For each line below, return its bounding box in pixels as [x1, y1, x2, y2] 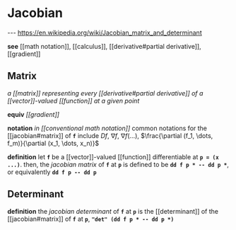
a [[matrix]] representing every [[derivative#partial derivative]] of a [7, 88, 203, 97]
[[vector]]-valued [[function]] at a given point [7, 96, 140, 105]
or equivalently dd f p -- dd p [7, 168, 97, 176]
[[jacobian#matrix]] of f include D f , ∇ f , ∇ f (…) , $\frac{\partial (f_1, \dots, [7, 131, 213, 139]
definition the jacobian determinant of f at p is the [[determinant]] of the [7, 207, 219, 215]
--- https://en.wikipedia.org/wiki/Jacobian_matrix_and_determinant [7, 28, 203, 37]
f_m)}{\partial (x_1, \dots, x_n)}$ [7, 139, 100, 147]
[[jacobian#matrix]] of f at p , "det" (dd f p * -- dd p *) [7, 214, 175, 223]
